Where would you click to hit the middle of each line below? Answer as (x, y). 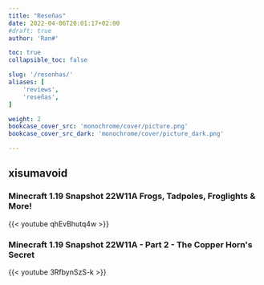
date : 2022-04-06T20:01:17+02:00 (64, 23)
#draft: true (30, 31)
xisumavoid (38, 173)
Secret (22, 254)
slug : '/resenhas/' (41, 75)
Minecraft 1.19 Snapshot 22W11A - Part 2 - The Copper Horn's (130, 244)
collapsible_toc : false (48, 60)
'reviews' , (41, 89)
